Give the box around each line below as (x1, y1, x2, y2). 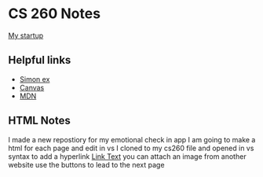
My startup (8, 31, 44, 40)
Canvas (19, 83, 45, 92)
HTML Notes (8, 114, 71, 127)
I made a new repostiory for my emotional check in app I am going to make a (8, 135, 256, 144)
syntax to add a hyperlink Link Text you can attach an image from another (8, 151, 247, 161)
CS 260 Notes (8, 5, 100, 23)
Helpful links (8, 53, 71, 67)
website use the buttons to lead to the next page (8, 160, 165, 169)
